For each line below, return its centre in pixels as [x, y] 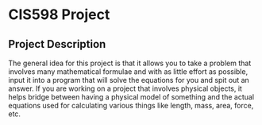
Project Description [57, 44]
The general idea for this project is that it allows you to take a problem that [130, 63]
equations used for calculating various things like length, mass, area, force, [131, 105]
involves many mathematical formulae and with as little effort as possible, [128, 72]
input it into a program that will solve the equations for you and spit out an [129, 80]
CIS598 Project [59, 15]
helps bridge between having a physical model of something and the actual [131, 97]
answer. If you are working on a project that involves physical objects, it [125, 88]
